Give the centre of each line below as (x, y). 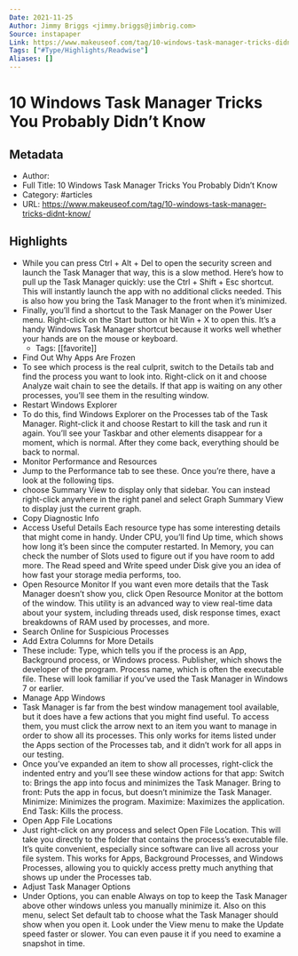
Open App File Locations (67, 820)
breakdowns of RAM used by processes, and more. (116, 622)
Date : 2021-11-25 (41, 17)
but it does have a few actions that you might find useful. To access (145, 716)
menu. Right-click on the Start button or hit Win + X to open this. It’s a (149, 319)
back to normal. (51, 452)
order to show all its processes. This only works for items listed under (149, 735)
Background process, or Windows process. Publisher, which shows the (152, 660)
